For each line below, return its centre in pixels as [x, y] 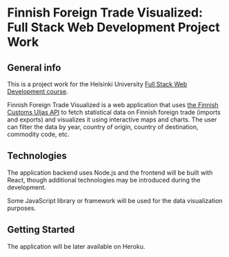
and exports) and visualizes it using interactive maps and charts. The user [112, 120]
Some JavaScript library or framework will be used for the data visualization [115, 200]
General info [34, 67]
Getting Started [41, 230]
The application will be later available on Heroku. [76, 246]
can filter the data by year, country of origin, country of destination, [103, 127]
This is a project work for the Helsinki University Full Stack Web [97, 84]
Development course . [38, 92]
